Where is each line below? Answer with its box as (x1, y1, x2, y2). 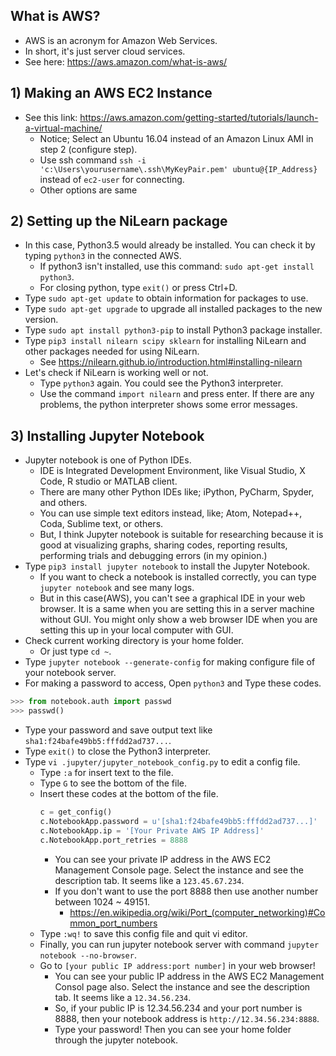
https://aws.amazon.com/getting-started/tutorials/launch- (79, 111, 319, 123)
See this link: (24, 111, 78, 123)
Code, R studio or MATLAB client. (39, 475, 178, 488)
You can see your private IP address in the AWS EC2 (54, 853, 272, 865)
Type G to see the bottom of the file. (39, 777, 188, 789)
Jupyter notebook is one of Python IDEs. (24, 454, 192, 466)
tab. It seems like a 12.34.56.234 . (54, 991, 192, 1003)
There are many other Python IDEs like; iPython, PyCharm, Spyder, (39, 486, 315, 498)
